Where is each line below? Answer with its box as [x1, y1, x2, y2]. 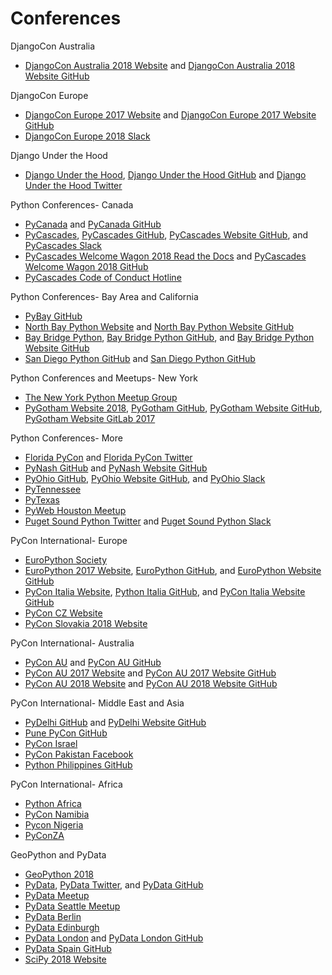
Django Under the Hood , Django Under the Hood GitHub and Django [24, 168, 307, 181]
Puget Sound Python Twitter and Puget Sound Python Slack [24, 515, 272, 527]
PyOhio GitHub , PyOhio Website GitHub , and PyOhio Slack [24, 472, 266, 484]
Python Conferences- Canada [10, 198, 134, 211]
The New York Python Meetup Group [24, 391, 178, 403]
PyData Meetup [24, 889, 90, 901]
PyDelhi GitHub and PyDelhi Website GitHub [24, 716, 207, 728]
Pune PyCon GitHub [24, 727, 108, 739]
